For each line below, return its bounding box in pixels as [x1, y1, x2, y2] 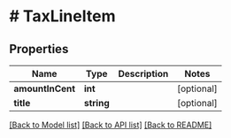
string [83, 97, 110, 109]
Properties [9, 42, 69, 57]
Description [118, 68, 169, 80]
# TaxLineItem [9, 6, 116, 27]
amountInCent [13, 82, 76, 95]
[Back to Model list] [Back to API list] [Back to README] [9, 119, 212, 130]
